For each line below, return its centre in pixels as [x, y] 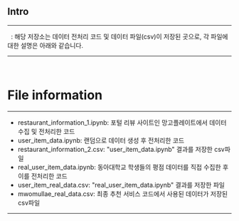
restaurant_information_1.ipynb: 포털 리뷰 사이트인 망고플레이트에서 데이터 [122, 122]
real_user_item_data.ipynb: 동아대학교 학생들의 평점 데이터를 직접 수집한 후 [123, 167]
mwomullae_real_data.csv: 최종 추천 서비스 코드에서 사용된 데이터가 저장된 [123, 194]
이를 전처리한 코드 [42, 176]
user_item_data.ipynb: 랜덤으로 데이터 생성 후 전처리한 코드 [101, 140]
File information [55, 95]
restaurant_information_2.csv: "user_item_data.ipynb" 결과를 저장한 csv [121, 149]
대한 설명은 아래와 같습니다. [46, 45]
